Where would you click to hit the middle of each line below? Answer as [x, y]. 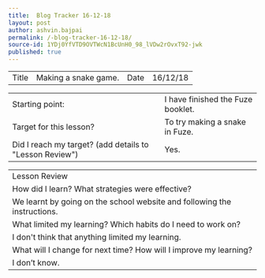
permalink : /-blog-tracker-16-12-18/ [70, 37]
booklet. [179, 109]
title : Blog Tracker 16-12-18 [60, 15]
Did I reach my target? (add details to [80, 145]
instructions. [35, 211]
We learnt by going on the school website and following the [122, 202]
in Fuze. [179, 132]
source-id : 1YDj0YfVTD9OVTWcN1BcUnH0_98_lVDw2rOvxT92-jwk [105, 45]
